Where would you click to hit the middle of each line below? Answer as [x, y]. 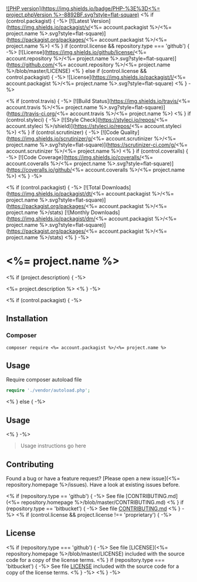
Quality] [130, 132]
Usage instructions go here [53, 446]
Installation [27, 319]
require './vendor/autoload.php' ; [48, 390]
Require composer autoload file [44, 380]
